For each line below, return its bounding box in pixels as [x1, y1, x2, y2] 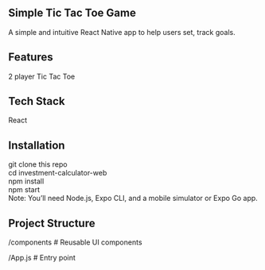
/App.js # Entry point [8, 253, 76, 263]
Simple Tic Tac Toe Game [8, 6, 137, 20]
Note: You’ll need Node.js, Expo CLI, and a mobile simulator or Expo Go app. [8, 194, 259, 203]
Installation [8, 138, 65, 152]
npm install [8, 176, 45, 186]
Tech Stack [8, 94, 65, 108]
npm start [8, 185, 41, 195]
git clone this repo [8, 160, 68, 169]
